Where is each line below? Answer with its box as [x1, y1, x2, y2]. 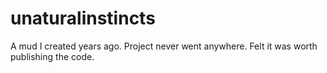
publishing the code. [10, 50, 95, 62]
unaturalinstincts [10, 7, 156, 30]
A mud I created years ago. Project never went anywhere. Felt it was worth [10, 40, 318, 52]
